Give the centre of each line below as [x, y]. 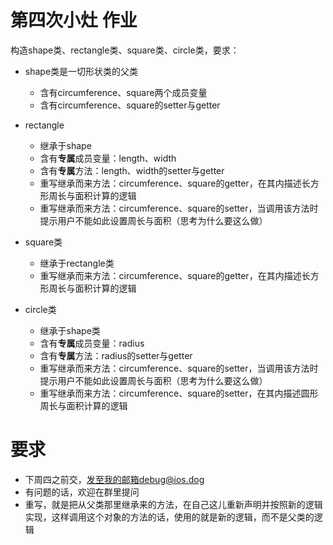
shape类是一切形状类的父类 [81, 71]
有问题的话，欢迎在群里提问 [82, 492]
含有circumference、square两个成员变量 [123, 92]
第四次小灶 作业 [74, 20]
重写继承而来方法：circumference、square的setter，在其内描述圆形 [179, 393]
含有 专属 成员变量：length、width [108, 158]
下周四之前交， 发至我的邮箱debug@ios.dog [114, 479]
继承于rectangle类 [77, 263]
